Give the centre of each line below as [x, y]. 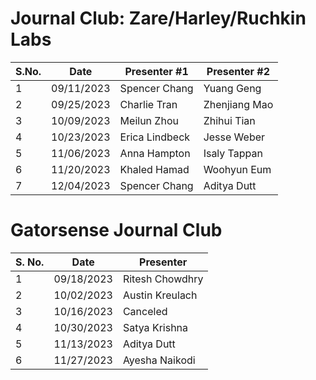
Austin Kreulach [160, 295]
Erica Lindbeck [155, 137]
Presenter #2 [238, 71]
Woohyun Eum [237, 169]
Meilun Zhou [149, 120]
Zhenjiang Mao [238, 104]
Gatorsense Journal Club [116, 230]
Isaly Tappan [233, 153]
